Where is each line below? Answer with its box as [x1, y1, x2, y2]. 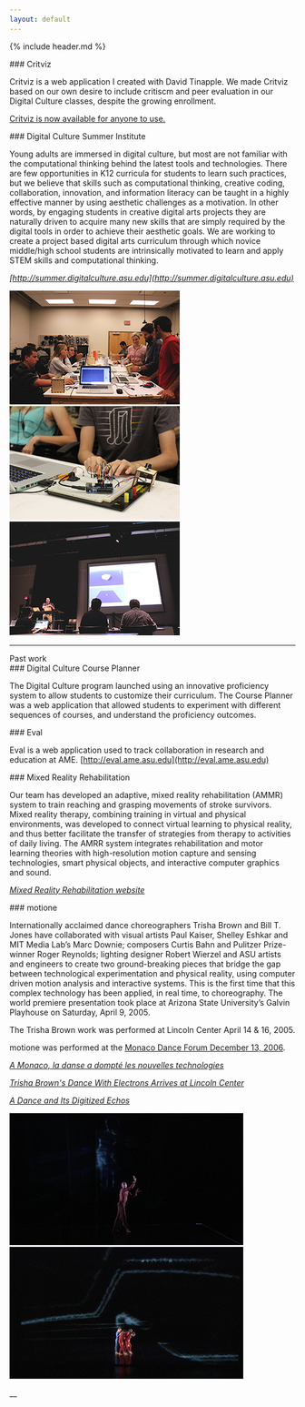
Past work [9, 653, 47, 663]
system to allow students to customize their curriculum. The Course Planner [9, 690, 293, 701]
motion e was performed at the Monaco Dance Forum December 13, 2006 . [9, 1042, 286, 1053]
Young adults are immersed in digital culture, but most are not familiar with [9, 148, 288, 159]
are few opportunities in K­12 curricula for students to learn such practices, [9, 167, 288, 178]
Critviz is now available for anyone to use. [9, 113, 166, 124]
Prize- [262, 938, 287, 950]
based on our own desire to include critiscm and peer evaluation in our [9, 86, 274, 96]
